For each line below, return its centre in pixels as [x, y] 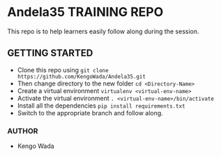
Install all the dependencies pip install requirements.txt [101, 106]
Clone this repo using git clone [63, 69]
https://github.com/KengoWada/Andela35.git [82, 76]
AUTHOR [23, 131]
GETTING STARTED [50, 53]
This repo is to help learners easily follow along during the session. [103, 31]
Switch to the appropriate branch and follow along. [90, 113]
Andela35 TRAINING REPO [85, 12]
